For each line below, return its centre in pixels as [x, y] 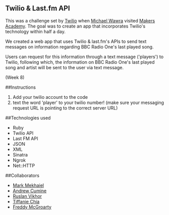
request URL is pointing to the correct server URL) [65, 108]
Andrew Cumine [30, 191]
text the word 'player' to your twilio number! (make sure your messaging [88, 102]
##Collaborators [22, 175]
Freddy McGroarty [32, 207]
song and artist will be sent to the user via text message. [64, 67]
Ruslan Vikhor [27, 196]
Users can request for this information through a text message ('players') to [84, 57]
